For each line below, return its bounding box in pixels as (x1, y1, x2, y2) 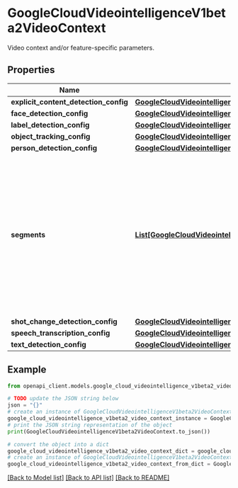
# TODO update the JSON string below (7, 395, 119, 402)
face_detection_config (11, 108, 89, 118)
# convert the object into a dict (7, 441, 110, 448)
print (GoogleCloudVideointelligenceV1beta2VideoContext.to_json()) (7, 428, 211, 435)
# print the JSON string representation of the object (7, 421, 173, 429)
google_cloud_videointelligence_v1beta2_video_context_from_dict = (7, 460, 211, 468)
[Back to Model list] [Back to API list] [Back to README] (7, 473, 170, 482)
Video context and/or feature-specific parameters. (7, 43, 154, 52)
